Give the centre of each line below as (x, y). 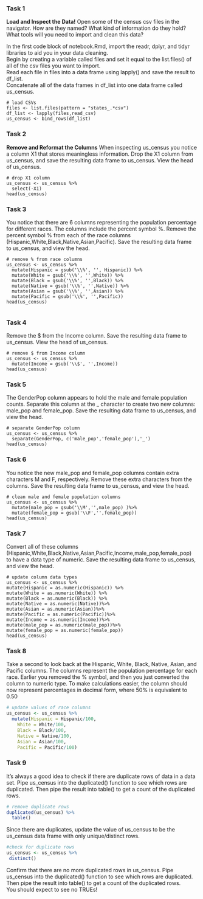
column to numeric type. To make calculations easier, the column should (97, 684)
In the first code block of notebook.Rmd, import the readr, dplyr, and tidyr (98, 46)
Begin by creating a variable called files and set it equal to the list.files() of (99, 60)
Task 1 (16, 9)
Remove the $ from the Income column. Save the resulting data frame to (97, 336)
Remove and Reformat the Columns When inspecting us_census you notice (102, 147)
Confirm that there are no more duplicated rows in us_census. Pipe (90, 870)
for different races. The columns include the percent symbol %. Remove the (101, 229)
